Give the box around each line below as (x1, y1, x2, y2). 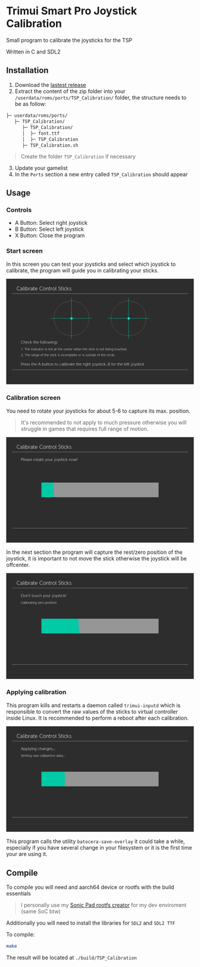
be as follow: (14, 100, 46, 107)
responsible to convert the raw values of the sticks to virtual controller (6, 708, 179, 715)
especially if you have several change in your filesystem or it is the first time (6, 844, 192, 851)
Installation (6, 66, 49, 76)
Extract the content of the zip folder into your (14, 88, 126, 95)
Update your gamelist (14, 164, 68, 171)
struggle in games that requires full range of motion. (20, 425, 149, 432)
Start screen (6, 247, 43, 255)
